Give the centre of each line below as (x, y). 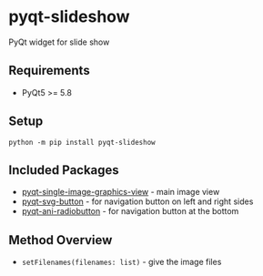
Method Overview (61, 240)
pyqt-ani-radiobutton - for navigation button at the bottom (130, 211)
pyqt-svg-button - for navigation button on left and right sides (137, 201)
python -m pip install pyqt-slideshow (82, 142)
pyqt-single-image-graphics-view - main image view (121, 192)
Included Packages (64, 170)
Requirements (49, 71)
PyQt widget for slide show (59, 42)
